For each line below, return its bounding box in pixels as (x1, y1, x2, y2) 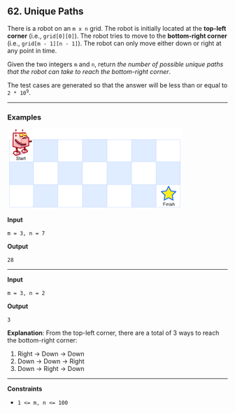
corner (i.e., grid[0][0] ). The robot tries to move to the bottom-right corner (7, 31, 227, 40)
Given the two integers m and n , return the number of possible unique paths (7, 59, 224, 68)
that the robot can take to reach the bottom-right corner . (7, 67, 171, 75)
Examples (7, 112, 42, 122)
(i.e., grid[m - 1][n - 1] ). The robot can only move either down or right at (7, 38, 222, 48)
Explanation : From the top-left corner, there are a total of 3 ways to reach (7, 328, 220, 338)
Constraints (7, 384, 43, 393)
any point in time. (7, 46, 57, 55)
